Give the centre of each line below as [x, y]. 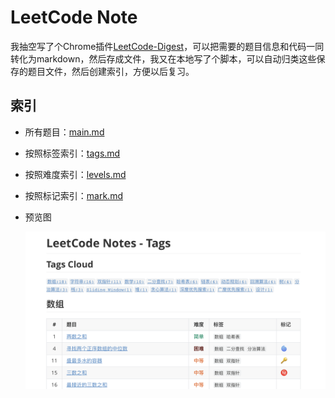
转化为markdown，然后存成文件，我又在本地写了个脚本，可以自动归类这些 [163, 58]
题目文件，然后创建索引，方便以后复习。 [111, 71]
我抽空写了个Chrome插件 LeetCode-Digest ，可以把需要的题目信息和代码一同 [167, 46]
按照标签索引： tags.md [72, 153]
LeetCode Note [74, 17]
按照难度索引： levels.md [75, 174]
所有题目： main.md [64, 132]
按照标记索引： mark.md [73, 195]
